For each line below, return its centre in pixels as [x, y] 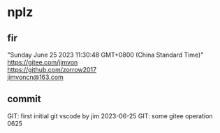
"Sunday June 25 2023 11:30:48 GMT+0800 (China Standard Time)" [105, 55]
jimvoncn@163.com [36, 77]
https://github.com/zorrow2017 [52, 70]
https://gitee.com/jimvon [43, 62]
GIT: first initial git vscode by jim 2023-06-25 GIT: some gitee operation [110, 115]
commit [24, 99]
